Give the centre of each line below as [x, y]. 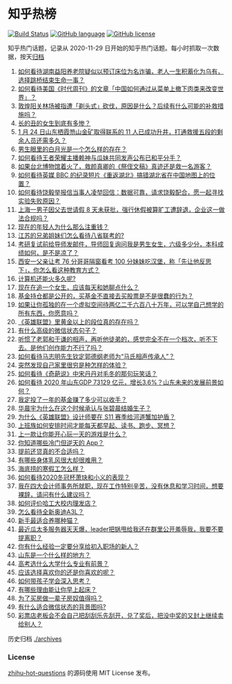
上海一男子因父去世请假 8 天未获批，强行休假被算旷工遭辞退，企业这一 [118, 209]
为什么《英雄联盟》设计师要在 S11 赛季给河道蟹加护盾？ [97, 417]
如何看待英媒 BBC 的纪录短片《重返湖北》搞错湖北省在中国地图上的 [114, 175]
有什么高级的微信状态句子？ [57, 330]
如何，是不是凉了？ [51, 252]
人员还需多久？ [45, 140]
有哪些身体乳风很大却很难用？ [60, 459]
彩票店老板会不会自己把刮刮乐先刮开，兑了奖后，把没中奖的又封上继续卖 [120, 615]
